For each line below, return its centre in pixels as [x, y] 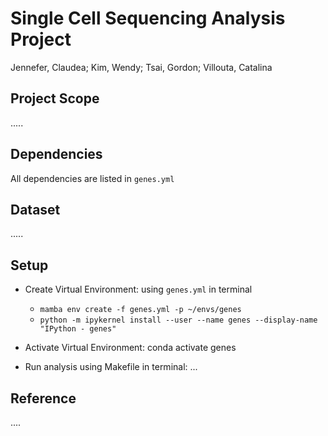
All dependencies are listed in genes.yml [92, 178]
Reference [43, 398]
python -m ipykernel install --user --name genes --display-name [178, 320]
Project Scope [55, 98]
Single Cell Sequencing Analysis [148, 18]
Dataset [35, 209]
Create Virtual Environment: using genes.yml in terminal [138, 289]
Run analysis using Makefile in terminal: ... [111, 367]
